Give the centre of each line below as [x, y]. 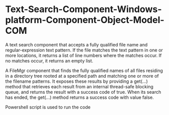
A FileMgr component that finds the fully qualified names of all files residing [84, 70]
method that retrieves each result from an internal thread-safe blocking [79, 86]
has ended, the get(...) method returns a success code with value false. [80, 97]
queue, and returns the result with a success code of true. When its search [83, 92]
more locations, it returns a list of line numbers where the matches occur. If [83, 55]
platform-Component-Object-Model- [85, 20]
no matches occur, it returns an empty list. [49, 61]
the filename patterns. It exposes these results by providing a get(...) [77, 81]
